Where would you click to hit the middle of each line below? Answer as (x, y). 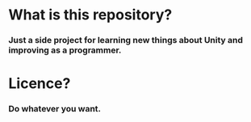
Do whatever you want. (55, 109)
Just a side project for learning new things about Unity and (126, 40)
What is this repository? (90, 15)
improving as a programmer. (65, 50)
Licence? (40, 84)
